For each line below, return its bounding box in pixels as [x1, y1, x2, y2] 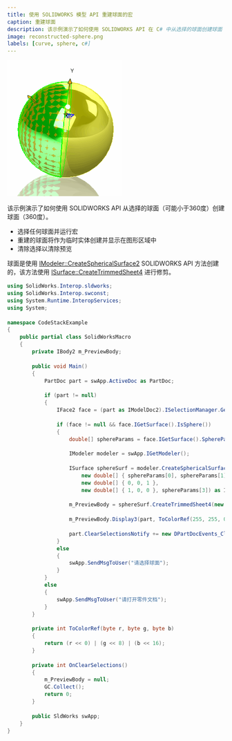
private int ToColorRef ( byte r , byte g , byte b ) [32, 626, 175, 632]
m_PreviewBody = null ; [43, 676, 110, 684]
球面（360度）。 [7, 213, 52, 221]
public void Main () [32, 363, 88, 370]
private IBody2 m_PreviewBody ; [32, 348, 122, 355]
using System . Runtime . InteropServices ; [7, 297, 122, 304]
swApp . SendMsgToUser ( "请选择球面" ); [68, 560, 169, 567]
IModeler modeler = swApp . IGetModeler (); [68, 450, 190, 458]
